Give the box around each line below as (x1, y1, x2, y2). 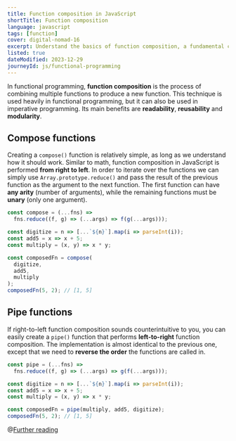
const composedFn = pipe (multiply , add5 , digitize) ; (7, 406, 165, 414)
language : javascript (7, 23, 71, 30)
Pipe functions (7, 307, 72, 319)
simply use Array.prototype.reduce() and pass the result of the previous (7, 173, 218, 181)
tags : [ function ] (7, 30, 58, 37)
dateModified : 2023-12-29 (7, 56, 83, 63)
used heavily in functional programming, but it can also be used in (7, 96, 198, 106)
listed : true (7, 50, 46, 57)
